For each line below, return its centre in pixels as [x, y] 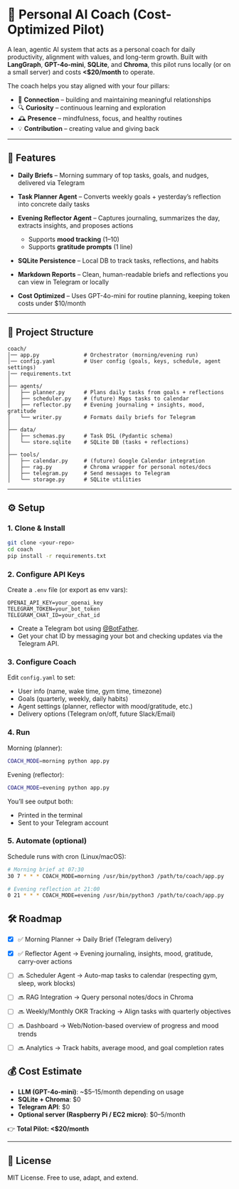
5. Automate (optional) [47, 841]
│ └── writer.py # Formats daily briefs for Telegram [101, 417]
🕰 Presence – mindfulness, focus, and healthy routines [100, 118]
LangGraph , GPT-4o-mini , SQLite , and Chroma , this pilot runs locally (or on [119, 64]
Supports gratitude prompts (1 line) [80, 247]
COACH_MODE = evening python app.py [59, 788]
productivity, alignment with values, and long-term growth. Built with [108, 57]
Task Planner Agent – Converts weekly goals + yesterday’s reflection [119, 196]
